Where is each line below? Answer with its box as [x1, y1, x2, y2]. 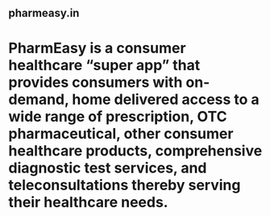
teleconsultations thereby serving [8, 176, 241, 194]
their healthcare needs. [8, 193, 168, 211]
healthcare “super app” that [8, 56, 201, 74]
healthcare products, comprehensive [8, 141, 263, 160]
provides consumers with [8, 73, 183, 91]
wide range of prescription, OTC [8, 107, 227, 126]
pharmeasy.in [8, 6, 80, 20]
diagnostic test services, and [8, 159, 207, 177]
